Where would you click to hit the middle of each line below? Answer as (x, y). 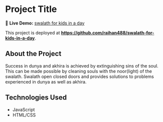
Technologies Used (36, 98)
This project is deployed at (33, 32)
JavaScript (24, 109)
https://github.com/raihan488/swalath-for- (108, 32)
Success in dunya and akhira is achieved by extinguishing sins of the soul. (82, 65)
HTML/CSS (24, 115)
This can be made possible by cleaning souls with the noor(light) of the (78, 71)
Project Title (31, 9)
